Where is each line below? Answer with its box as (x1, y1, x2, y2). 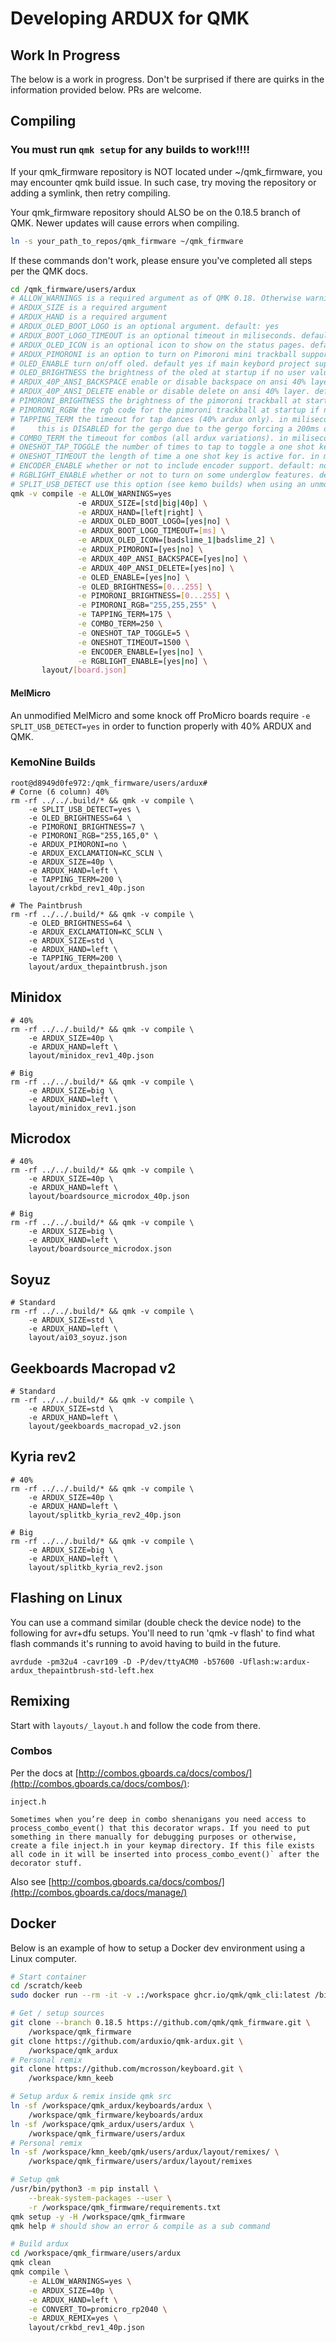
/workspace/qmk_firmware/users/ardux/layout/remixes (28, 2157, 253, 2167)
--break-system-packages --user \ (28, 2193, 172, 2203)
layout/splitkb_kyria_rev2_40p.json (28, 1510, 182, 1520)
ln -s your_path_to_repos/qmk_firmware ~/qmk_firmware (10, 236, 244, 246)
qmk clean (10, 2258, 52, 2268)
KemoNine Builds (10, 755, 96, 769)
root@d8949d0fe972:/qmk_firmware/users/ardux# (10, 778, 208, 788)
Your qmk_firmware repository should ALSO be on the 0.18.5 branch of (10, 206, 301, 218)
